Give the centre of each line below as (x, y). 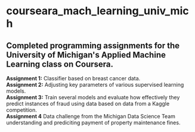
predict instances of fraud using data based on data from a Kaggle (88, 103)
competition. (22, 110)
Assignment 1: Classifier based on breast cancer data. (73, 78)
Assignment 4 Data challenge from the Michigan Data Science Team (91, 116)
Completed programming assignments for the (93, 45)
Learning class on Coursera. (60, 64)
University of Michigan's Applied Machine (86, 55)
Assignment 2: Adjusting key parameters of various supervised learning (95, 85)
